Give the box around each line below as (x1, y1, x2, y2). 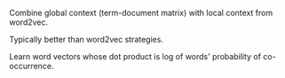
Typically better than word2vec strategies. (9, 35, 164, 44)
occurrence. (9, 61, 54, 71)
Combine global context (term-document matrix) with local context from (9, 8, 273, 18)
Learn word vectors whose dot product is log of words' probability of (9, 51, 262, 61)
